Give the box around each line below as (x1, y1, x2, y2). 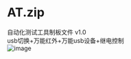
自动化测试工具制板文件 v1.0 (7, 28, 87, 36)
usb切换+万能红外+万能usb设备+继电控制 (7, 36, 125, 45)
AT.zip (7, 5, 45, 20)
